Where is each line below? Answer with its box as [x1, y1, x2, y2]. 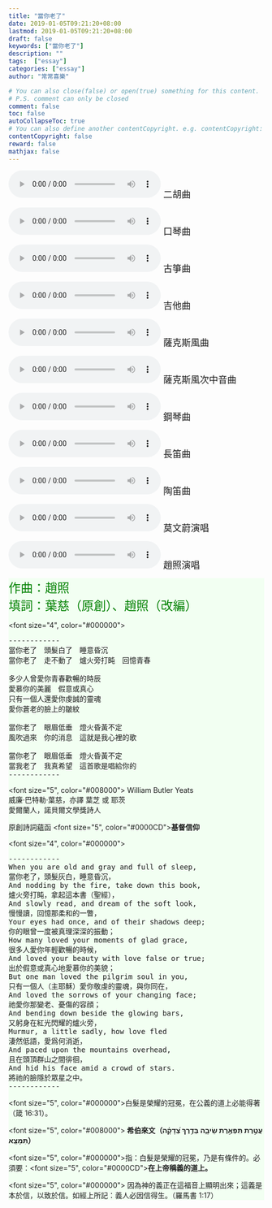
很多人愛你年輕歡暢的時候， [8, 945, 101, 955]
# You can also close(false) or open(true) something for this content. [8, 87, 260, 95]
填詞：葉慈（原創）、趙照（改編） [8, 598, 197, 613]
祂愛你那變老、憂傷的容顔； [8, 1000, 101, 1009]
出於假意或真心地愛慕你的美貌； [8, 963, 115, 972]
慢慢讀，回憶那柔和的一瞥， [8, 908, 101, 918]
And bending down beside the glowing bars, [8, 1008, 184, 1018]
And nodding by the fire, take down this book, [8, 881, 201, 890]
